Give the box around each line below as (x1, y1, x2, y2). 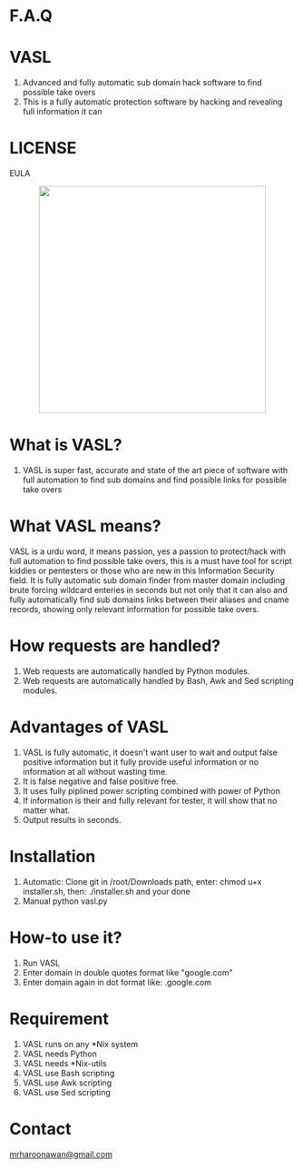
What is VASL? (9, 435, 122, 455)
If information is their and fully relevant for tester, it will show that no (22, 795, 278, 806)
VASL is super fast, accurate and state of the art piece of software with (22, 465, 288, 475)
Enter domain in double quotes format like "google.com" (22, 966, 233, 977)
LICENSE (9, 138, 77, 159)
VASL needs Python (22, 1048, 98, 1059)
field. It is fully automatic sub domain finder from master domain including (9, 574, 286, 586)
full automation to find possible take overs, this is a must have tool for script (9, 555, 293, 566)
